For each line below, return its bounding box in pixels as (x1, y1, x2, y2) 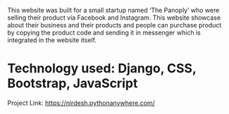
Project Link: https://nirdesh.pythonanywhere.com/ (7, 99, 155, 107)
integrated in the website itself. (7, 36, 97, 44)
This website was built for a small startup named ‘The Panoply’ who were (7, 6, 220, 14)
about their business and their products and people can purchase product (7, 21, 222, 29)
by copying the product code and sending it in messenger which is (7, 28, 201, 37)
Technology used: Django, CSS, (7, 61, 197, 77)
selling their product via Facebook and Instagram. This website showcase (7, 13, 221, 22)
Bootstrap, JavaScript (7, 75, 138, 91)
